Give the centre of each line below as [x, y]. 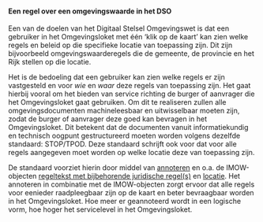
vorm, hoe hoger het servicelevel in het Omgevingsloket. [100, 209]
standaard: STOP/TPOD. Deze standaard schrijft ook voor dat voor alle [122, 144]
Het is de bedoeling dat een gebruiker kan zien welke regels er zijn [116, 77]
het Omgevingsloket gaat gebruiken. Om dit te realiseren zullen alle [117, 102]
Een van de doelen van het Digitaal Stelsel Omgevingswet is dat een [119, 28]
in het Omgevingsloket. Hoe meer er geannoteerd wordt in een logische [125, 202]
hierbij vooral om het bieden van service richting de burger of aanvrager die [131, 94]
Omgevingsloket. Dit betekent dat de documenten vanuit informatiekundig [128, 128]
